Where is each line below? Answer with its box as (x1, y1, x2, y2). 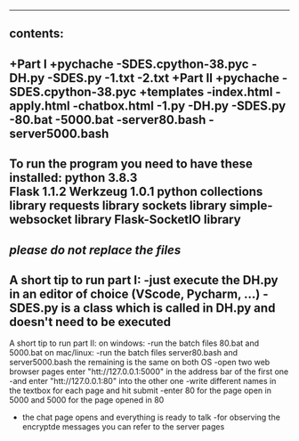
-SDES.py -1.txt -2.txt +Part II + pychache (47, 70, 280, 86)
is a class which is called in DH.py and (61, 300, 276, 315)
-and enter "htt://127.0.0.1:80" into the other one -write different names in (9, 376, 277, 387)
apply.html (9, 98, 71, 113)
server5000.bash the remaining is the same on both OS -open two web (9, 357, 271, 368)
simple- (229, 198, 273, 214)
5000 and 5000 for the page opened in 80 (9, 395, 165, 405)
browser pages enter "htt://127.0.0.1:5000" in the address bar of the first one (9, 366, 289, 377)
